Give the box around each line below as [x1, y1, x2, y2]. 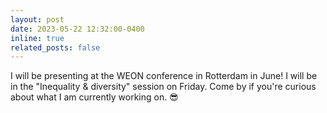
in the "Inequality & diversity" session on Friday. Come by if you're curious [10, 81, 317, 93]
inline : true [10, 33, 65, 43]
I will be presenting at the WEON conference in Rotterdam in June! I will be [10, 70, 318, 82]
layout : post [10, 14, 65, 25]
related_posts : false [10, 42, 101, 53]
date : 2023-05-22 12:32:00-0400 [10, 24, 145, 34]
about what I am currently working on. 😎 [10, 91, 179, 103]
